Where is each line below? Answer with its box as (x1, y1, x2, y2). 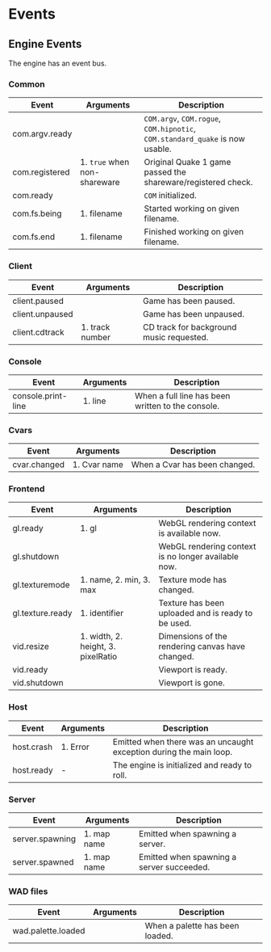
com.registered (12, 166, 70, 178)
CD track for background (142, 321, 237, 332)
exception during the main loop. (112, 746, 233, 757)
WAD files (8, 886, 48, 897)
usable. (144, 143, 172, 154)
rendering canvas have (158, 641, 246, 652)
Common (8, 78, 46, 90)
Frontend (8, 483, 45, 495)
